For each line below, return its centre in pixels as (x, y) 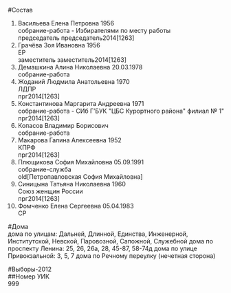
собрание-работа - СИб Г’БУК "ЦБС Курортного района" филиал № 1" (121, 111)
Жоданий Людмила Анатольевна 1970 (74, 82)
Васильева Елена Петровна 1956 (66, 23)
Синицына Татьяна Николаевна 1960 (72, 184)
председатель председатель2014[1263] (76, 38)
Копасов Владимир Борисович (63, 126)
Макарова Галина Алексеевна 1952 (70, 140)
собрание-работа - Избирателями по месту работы (94, 31)
